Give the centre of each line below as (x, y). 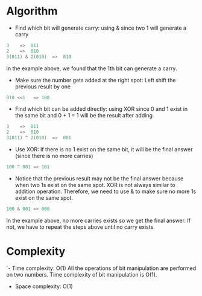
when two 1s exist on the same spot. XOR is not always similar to (95, 185)
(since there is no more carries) (54, 156)
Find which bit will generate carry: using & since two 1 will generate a (101, 28)
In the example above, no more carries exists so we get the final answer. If (99, 220)
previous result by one (43, 87)
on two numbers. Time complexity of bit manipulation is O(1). (82, 274)
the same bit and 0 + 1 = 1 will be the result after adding (84, 116)
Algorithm (32, 11)
